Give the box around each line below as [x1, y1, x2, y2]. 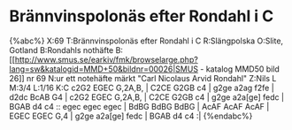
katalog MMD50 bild [205, 64, 280, 74]
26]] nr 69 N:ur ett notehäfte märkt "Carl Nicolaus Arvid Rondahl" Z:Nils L [9, 73, 277, 83]
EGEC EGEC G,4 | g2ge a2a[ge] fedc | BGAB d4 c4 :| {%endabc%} [9, 111, 253, 121]
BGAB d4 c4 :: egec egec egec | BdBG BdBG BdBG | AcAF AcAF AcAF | [9, 101, 270, 111]
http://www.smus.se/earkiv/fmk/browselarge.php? [14, 54, 199, 65]
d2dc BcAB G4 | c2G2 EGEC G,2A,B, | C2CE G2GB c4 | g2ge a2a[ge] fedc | [9, 91, 285, 103]
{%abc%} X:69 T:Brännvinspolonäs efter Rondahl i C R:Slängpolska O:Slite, [9, 35, 284, 46]
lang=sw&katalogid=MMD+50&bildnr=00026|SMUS [9, 64, 199, 74]
